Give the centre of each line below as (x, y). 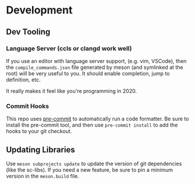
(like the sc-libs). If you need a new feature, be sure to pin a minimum (90, 169)
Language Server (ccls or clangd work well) (69, 48)
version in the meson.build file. (43, 176)
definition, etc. (23, 79)
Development (39, 10)
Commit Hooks (28, 106)
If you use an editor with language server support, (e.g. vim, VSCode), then (96, 61)
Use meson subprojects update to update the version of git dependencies (94, 164)
